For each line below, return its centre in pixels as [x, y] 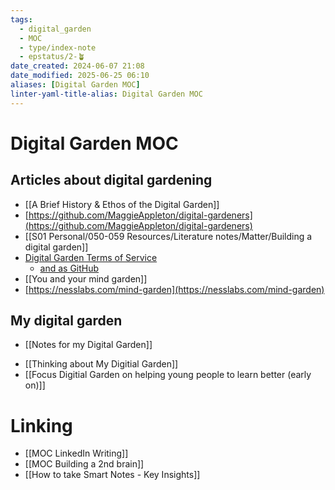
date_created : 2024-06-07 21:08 [77, 66]
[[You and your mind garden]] [86, 278]
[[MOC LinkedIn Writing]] [76, 453]
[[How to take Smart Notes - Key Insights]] [112, 475]
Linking [41, 425]
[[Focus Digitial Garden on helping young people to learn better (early [168, 375]
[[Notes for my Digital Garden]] [88, 345]
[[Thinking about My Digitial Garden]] [101, 364]
